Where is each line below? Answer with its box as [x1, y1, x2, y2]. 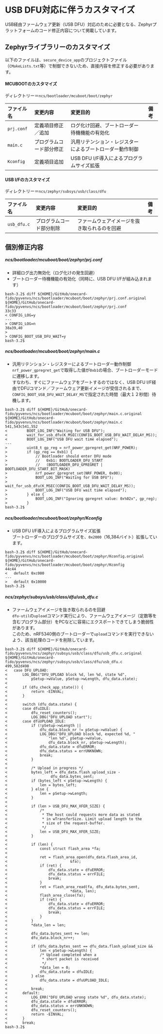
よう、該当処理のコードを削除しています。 [12, 637, 97, 643]
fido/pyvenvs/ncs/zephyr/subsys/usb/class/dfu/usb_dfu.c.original [5, 651, 142, 656]
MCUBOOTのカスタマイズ [5, 81, 57, 87]
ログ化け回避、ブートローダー [70, 122, 139, 129]
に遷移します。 [12, 373, 42, 379]
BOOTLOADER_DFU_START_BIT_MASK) [5, 467, 70, 472]
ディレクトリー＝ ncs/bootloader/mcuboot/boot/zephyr [5, 93, 113, 98]
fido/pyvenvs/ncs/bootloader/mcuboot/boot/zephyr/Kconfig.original [5, 554, 145, 559]
